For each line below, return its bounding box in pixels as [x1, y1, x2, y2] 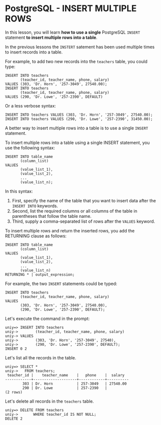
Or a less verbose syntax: [5, 103, 56, 108]
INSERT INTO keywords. [12, 203, 58, 209]
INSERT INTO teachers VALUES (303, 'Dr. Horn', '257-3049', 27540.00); [5, 112, 153, 117]
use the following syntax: [5, 144, 55, 151]
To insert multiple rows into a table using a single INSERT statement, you [5, 140, 150, 145]
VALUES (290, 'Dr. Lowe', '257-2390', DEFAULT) [5, 94, 103, 99]
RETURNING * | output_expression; [5, 272, 75, 277]
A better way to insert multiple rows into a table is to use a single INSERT [5, 125, 148, 131]
